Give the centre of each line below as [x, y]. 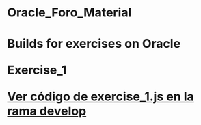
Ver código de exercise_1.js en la [101, 97]
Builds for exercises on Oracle [94, 44]
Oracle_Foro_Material [69, 13]
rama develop [47, 111]
